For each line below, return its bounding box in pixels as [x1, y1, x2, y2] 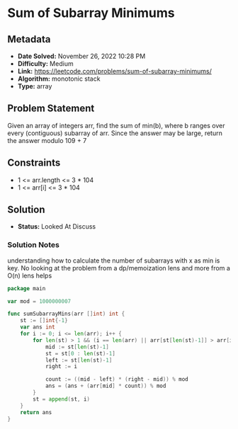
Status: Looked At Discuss [17, 222, 96, 231]
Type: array [17, 82, 52, 90]
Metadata [7, 33, 51, 45]
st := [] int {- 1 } [20, 317, 69, 324]
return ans [20, 408, 52, 416]
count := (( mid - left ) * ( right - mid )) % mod [45, 376, 189, 383]
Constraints [7, 157, 61, 169]
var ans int [20, 324, 55, 331]
